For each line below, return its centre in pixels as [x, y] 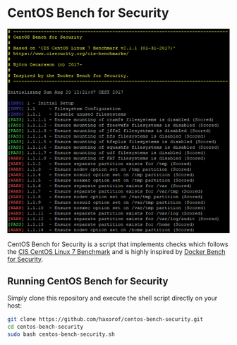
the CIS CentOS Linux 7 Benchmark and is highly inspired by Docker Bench [116, 251]
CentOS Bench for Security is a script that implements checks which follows [118, 244]
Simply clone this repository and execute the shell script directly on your [113, 298]
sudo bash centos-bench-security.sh [61, 334]
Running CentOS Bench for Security [88, 281]
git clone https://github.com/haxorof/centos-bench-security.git [105, 320]
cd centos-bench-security [45, 327]
